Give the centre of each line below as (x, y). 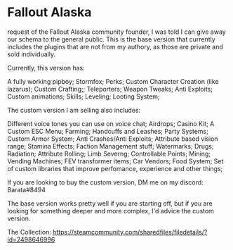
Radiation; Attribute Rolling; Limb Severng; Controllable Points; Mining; (109, 154)
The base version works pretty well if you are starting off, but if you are (110, 203)
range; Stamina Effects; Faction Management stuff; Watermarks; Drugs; (111, 146)
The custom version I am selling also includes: (74, 110)
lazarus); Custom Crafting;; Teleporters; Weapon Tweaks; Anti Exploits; (110, 89)
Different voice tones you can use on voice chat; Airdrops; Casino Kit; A (111, 123)
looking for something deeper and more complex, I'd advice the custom (111, 211)
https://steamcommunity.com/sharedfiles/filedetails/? (130, 232)
